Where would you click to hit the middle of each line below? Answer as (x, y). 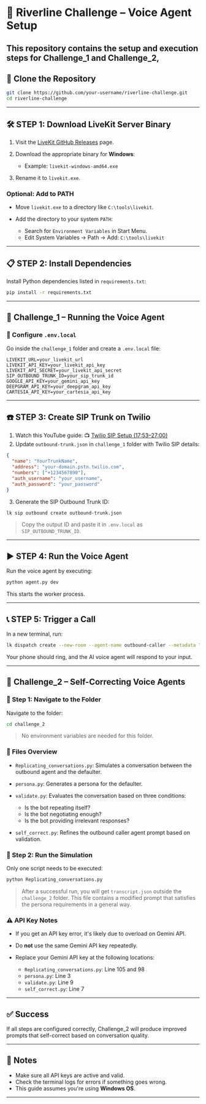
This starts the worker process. (46, 594)
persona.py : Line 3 (48, 976)
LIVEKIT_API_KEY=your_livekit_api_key (56, 365)
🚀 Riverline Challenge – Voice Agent (99, 13)
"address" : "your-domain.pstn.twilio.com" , (68, 467)
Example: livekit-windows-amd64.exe (71, 166)
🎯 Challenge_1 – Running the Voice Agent (86, 317)
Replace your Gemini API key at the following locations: (85, 958)
